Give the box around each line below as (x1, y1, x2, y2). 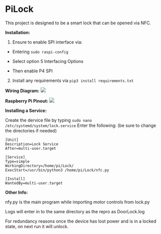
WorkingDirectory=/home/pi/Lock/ (5, 163, 74, 168)
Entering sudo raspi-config (12, 49, 69, 55)
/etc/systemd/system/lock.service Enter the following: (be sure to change (5, 122, 157, 128)
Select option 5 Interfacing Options (12, 58, 84, 64)
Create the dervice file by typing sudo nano (5, 117, 92, 123)
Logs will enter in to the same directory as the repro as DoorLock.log (5, 208, 145, 214)
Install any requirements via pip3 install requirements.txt (12, 77, 134, 83)
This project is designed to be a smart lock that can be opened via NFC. (5, 20, 152, 26)
